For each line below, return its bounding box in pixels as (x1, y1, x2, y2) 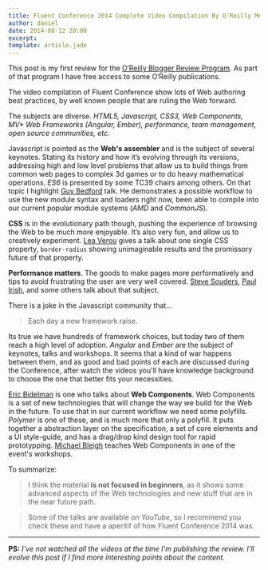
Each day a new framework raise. (27, 317, 138, 326)
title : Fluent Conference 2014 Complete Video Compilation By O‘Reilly (8, 11, 251, 20)
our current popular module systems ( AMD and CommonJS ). (8, 203, 208, 213)
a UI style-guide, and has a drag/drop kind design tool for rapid (8, 432, 216, 442)
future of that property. (8, 253, 84, 262)
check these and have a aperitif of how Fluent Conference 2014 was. (27, 521, 255, 531)
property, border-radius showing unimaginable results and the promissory (8, 245, 253, 254)
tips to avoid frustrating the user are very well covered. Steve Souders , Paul (8, 277, 257, 286)
